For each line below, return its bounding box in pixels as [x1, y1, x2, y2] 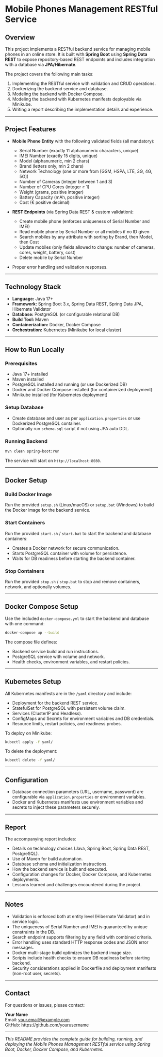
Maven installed [12, 377, 44, 382]
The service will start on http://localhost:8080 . [5, 458, 101, 463]
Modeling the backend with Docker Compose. [12, 91, 104, 97]
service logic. [12, 918, 39, 924]
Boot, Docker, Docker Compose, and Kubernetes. [5, 1046, 104, 1052]
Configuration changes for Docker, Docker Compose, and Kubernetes [12, 871, 152, 877]
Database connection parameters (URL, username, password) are [12, 789, 144, 795]
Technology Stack [5, 283, 61, 291]
